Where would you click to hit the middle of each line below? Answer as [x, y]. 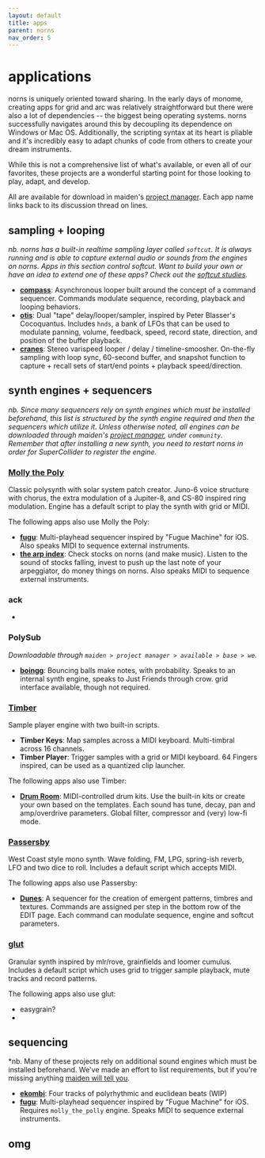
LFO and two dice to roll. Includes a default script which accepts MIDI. [123, 868]
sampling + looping [57, 230]
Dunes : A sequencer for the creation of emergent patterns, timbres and [136, 898]
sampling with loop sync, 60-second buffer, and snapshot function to [132, 357]
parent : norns [32, 30]
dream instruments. [40, 149]
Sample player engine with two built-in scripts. [84, 725]
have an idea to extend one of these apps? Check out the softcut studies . [128, 275]
